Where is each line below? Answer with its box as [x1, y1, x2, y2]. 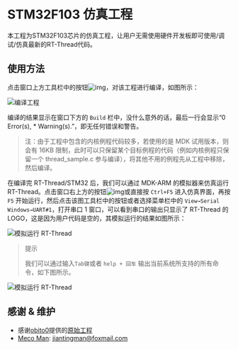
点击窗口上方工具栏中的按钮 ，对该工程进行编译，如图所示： [7, 83, 200, 91]
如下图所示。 [37, 268, 75, 276]
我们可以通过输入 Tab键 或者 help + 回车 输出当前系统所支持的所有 [24, 259, 212, 268]
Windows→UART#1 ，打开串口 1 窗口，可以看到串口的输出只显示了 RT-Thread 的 [7, 205, 229, 213]
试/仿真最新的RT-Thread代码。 [7, 40, 97, 48]
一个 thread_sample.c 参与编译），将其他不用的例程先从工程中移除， [30, 154, 229, 163]
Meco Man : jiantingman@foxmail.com [17, 333, 128, 342]
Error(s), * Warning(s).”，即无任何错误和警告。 [7, 122, 143, 130]
